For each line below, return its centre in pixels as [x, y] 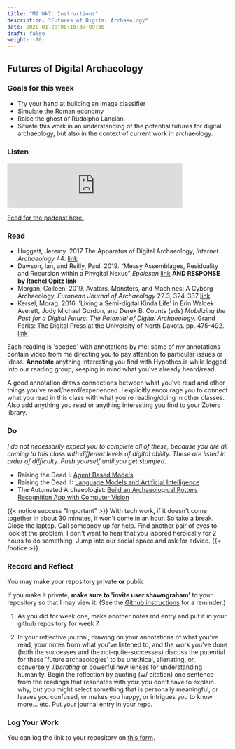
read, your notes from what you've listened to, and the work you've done [122, 644]
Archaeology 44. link [48, 259]
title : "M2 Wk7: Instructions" [53, 14]
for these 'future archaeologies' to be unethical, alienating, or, [106, 659]
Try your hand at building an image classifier [81, 103]
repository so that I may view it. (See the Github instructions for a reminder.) [116, 602]
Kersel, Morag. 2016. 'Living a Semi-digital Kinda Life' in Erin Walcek [116, 303]
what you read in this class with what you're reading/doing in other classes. [116, 398]
